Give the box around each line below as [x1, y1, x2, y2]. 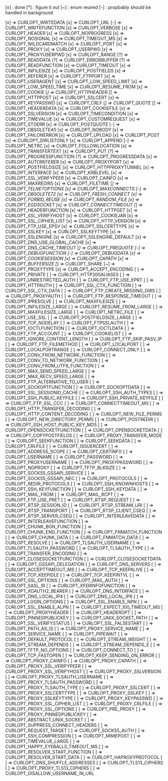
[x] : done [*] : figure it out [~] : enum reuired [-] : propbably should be [5, 5, 151, 10]
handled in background [5, 10, 53, 16]
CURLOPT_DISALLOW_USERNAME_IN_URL [5, 770, 95, 776]
